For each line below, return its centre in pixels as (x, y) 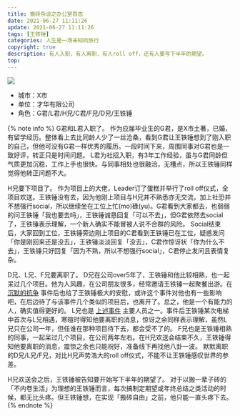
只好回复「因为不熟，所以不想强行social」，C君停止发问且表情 (132, 250)
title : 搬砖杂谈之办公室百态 (45, 14)
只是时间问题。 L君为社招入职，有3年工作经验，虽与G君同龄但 (136, 155)
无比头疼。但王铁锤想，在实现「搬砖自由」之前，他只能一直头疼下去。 (129, 397)
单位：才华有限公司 (46, 104)
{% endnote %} (30, 405)
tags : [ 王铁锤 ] (29, 34)
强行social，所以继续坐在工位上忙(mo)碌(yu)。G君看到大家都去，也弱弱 (125, 206)
